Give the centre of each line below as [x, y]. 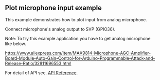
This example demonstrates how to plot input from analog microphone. [76, 19]
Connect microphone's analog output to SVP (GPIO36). [60, 29]
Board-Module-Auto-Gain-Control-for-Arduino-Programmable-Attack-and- [80, 58]
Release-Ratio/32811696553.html [38, 63]
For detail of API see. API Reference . [41, 73]
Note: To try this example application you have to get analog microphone [78, 38]
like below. [16, 44]
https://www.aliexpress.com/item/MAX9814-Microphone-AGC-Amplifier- [78, 53]
